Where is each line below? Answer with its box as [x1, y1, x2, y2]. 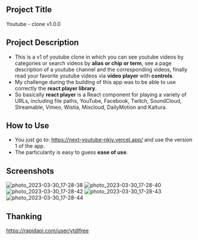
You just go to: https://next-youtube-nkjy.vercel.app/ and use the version [14, 136, 193, 144]
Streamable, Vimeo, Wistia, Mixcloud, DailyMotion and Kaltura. [14, 103, 167, 111]
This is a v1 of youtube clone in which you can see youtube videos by [14, 53, 184, 60]
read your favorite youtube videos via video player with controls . [14, 72, 174, 79]
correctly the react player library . [14, 85, 97, 92]
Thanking [6, 211, 43, 221]
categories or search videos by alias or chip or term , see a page [14, 59, 172, 67]
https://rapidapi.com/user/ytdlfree [6, 227, 89, 234]
